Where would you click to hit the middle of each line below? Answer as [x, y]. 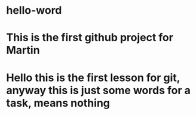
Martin [23, 50]
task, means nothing [58, 103]
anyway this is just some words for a [99, 90]
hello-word [34, 10]
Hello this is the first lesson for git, [93, 77]
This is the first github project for [90, 38]
